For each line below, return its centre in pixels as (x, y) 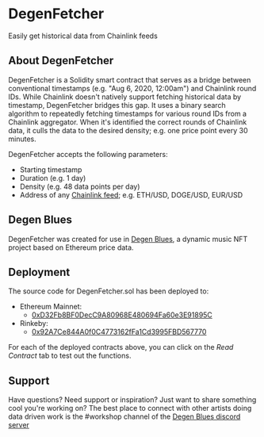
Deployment (39, 272)
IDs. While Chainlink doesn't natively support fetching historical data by (125, 97)
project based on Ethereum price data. (71, 247)
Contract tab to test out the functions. (70, 356)
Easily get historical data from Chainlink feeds (83, 36)
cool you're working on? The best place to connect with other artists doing (130, 408)
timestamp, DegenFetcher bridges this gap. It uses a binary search (117, 105)
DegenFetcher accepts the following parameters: (88, 154)
